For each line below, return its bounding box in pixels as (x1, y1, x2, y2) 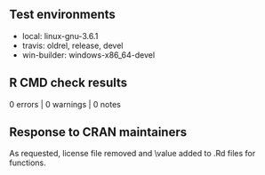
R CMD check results (9, 76, 128, 91)
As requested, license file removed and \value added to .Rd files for (9, 148, 256, 159)
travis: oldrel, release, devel (21, 40, 124, 51)
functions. (9, 157, 46, 168)
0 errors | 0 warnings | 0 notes (9, 99, 122, 109)
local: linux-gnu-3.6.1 (21, 30, 99, 41)
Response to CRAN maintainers (9, 124, 188, 140)
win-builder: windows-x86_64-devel (21, 49, 156, 60)
